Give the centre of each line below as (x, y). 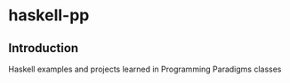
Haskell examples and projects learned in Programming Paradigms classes (145, 69)
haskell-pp (49, 15)
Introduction (44, 48)
